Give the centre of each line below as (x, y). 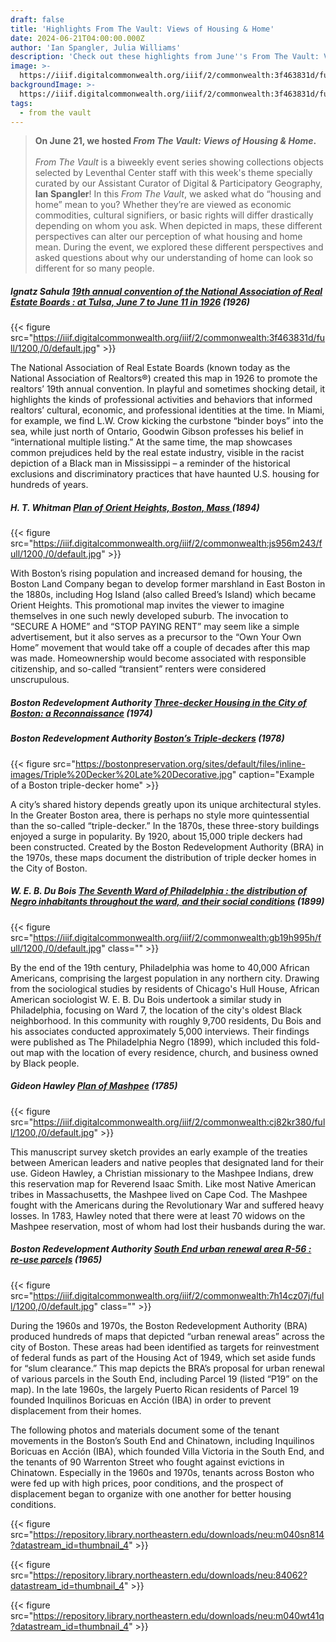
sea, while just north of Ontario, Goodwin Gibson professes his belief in (157, 432)
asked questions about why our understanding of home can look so (174, 258)
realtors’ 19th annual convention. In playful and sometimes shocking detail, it (168, 389)
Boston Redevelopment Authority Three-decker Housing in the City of (158, 702)
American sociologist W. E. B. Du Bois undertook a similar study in (146, 999)
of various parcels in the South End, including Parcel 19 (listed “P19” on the (164, 1378)
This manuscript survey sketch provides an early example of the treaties (159, 1152)
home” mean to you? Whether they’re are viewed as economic (163, 205)
